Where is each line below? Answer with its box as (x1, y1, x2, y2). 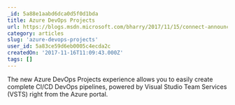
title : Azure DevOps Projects (7, 17, 96, 24)
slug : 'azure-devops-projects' (7, 36, 99, 43)
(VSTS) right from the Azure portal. (7, 90, 108, 98)
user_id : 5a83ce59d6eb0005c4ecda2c (7, 43, 111, 50)
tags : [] (7, 56, 33, 63)
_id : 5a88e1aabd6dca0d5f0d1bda (7, 10, 99, 17)
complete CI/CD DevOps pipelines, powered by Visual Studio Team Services (7, 82, 227, 91)
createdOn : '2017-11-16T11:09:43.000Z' (7, 50, 124, 57)
